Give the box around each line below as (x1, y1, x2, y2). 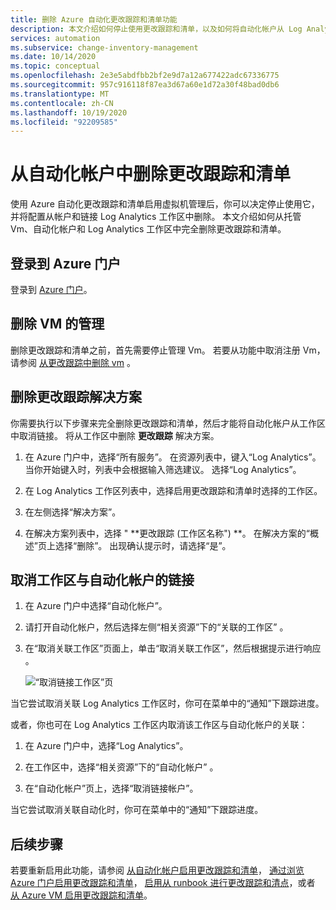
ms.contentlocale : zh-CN (10, 98, 114, 108)
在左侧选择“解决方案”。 (24, 506, 122, 518)
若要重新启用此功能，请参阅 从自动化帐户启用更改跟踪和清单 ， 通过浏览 (10, 864, 305, 876)
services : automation (10, 33, 101, 43)
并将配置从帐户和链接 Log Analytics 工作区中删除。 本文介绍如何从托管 (10, 211, 302, 223)
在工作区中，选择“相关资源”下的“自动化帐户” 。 (24, 761, 219, 773)
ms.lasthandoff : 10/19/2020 (10, 107, 128, 118)
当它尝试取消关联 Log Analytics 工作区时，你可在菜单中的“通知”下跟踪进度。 (10, 697, 325, 710)
